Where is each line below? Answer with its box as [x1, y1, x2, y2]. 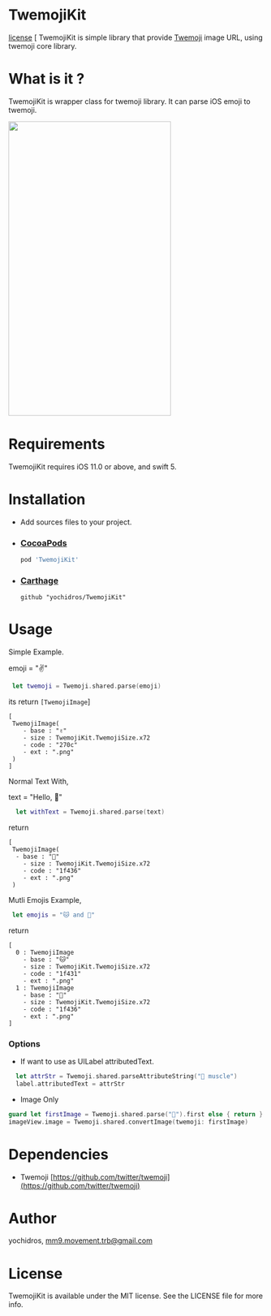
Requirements [8, 435, 105, 454]
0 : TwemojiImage [15, 948, 75, 956]
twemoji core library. [8, 41, 77, 50]
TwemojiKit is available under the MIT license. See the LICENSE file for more [8, 1291, 264, 1301]
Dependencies [8, 1145, 109, 1163]
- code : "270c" [23, 741, 79, 749]
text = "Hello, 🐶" [8, 792, 62, 802]
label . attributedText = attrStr [15, 1080, 126, 1088]
